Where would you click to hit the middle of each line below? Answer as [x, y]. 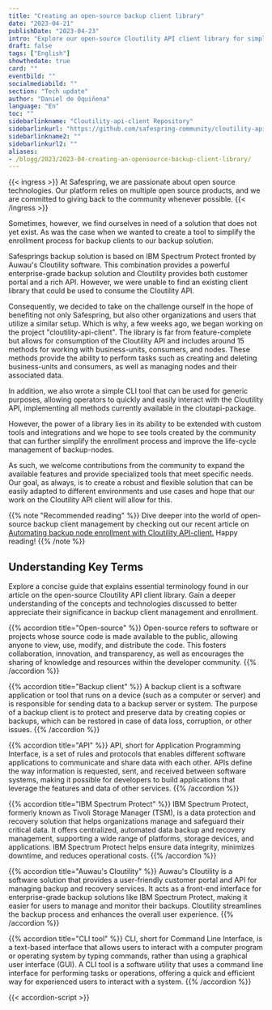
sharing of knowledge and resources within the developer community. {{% [133, 663]
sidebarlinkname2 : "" [45, 136]
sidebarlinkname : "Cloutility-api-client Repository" [101, 121]
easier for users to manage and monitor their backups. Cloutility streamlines [135, 906]
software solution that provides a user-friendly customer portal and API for [133, 880]
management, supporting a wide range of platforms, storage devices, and [131, 838]
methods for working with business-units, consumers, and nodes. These [130, 350]
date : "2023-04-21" [41, 23]
